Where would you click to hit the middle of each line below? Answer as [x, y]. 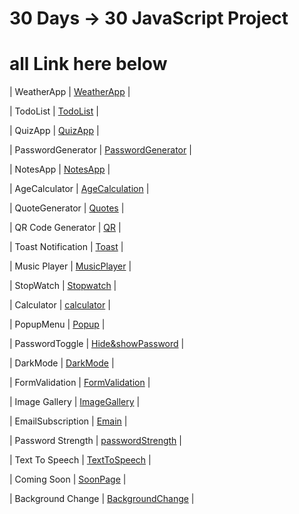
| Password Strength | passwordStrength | [95, 441]
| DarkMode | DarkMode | [62, 363]
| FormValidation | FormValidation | [80, 383]
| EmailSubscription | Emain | [68, 421]
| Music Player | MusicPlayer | [70, 266]
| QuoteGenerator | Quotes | [67, 208]
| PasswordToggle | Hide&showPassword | [97, 344]
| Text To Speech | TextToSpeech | [80, 460]
